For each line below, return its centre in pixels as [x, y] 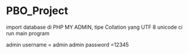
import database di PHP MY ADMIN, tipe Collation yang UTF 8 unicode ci [95, 27]
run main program [28, 33]
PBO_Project [37, 11]
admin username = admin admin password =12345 [68, 45]
